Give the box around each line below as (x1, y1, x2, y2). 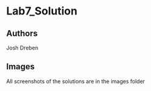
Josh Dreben (6, 44, 39, 51)
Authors (6, 28, 38, 39)
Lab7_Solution (6, 4, 77, 18)
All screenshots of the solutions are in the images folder (6, 77, 145, 85)
